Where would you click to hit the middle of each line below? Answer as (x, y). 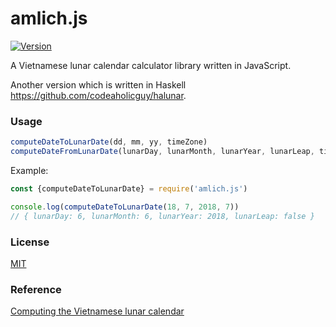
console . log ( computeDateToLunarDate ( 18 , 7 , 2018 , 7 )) (125, 207)
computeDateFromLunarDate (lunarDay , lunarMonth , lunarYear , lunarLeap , (162, 152)
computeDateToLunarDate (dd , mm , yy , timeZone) (109, 142)
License (30, 242)
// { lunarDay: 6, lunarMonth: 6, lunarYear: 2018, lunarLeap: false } (162, 216)
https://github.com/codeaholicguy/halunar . (98, 95)
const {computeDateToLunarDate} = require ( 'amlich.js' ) (129, 188)
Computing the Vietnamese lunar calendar (97, 311)
